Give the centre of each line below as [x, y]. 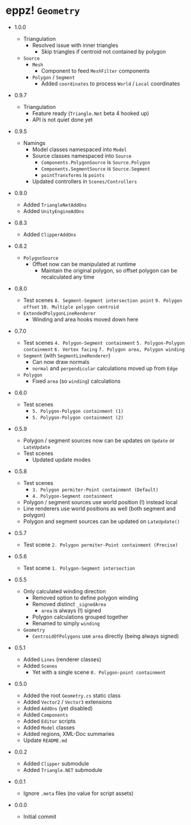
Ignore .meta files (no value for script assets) [78, 793]
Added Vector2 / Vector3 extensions [67, 702]
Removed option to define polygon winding [85, 598]
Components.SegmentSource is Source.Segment [95, 168]
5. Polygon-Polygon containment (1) [78, 411]
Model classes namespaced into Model [79, 149]
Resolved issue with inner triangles [75, 45]
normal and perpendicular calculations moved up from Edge [105, 368]
